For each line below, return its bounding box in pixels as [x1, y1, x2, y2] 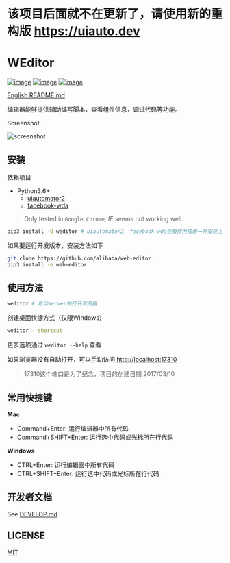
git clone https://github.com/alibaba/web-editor [7, 255, 152, 262]
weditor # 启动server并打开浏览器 [7, 301, 97, 308]
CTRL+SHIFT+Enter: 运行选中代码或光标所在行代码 [16, 469, 159, 477]
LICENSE [7, 530, 46, 542]
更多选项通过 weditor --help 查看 [7, 340, 102, 349]
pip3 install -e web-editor [7, 261, 88, 268]
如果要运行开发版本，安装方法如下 [7, 241, 103, 249]
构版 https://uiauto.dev [7, 23, 140, 39]
